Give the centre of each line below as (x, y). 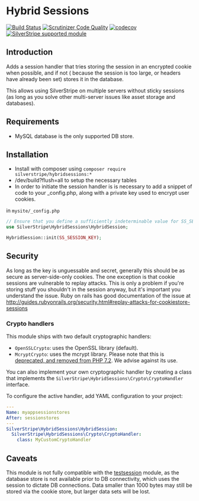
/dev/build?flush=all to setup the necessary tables (76, 180)
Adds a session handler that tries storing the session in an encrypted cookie (99, 66)
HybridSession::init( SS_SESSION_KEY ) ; (54, 238)
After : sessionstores (33, 418)
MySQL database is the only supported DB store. (74, 136)
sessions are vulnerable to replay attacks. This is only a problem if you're (95, 283)
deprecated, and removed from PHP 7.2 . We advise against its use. (96, 361)
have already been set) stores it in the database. (65, 79)
